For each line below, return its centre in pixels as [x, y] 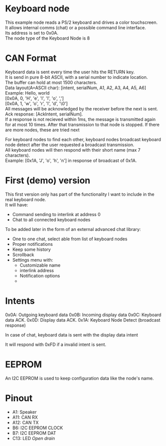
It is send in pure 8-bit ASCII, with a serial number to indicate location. [77, 77]
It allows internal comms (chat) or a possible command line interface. [76, 27]
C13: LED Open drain [34, 438]
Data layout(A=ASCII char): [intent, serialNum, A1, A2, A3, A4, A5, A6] [76, 88]
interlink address [37, 270]
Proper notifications [32, 244]
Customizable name [40, 265]
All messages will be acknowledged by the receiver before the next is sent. [82, 109]
